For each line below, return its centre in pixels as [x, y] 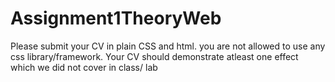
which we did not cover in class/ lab [84, 67]
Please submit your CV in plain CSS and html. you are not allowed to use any [168, 46]
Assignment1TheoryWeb [116, 18]
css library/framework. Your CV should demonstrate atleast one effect [154, 56]
